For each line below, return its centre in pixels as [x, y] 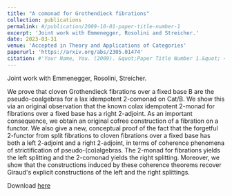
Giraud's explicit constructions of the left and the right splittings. [98, 172]
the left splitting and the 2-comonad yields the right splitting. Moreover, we [113, 157]
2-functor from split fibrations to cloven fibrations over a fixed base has [109, 135]
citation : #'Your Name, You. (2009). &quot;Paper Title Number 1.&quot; [114, 59]
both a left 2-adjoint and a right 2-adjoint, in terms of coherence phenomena [116, 143]
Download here [29, 185]
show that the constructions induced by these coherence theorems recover [115, 165]
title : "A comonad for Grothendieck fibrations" [78, 13]
